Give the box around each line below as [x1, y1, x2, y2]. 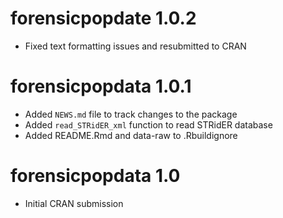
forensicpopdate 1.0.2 [10, 7, 197, 30]
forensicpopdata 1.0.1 [10, 75, 192, 98]
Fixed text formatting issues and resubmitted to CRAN [24, 40, 247, 52]
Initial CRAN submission [24, 197, 124, 209]
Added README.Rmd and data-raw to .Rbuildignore [24, 129, 238, 141]
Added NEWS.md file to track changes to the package [24, 108, 238, 120]
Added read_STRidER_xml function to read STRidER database [24, 118, 273, 131]
